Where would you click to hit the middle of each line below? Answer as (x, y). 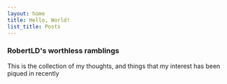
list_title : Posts (34, 26)
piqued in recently (33, 73)
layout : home (26, 14)
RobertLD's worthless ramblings (64, 51)
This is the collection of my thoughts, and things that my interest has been (114, 66)
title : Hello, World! (39, 20)
